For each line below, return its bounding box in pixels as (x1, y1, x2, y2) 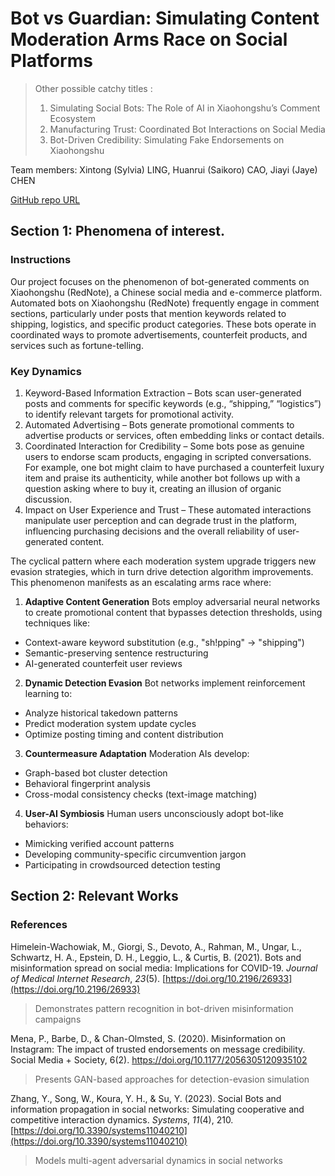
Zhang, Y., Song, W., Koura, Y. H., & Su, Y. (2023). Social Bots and (10, 1092, 282, 1104)
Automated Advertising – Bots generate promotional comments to (24, 418, 295, 431)
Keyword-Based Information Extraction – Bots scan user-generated (24, 387, 302, 399)
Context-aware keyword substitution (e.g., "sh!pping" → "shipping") (24, 636, 305, 648)
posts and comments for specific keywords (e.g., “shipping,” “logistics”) (24, 397, 322, 409)
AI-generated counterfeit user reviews (24, 657, 183, 669)
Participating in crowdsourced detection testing (24, 858, 221, 871)
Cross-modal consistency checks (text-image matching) (24, 788, 258, 800)
